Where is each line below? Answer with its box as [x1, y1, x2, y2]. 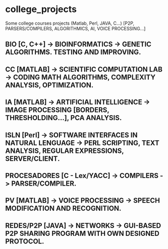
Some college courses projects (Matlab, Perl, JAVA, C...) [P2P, [5, 20, 135, 26]
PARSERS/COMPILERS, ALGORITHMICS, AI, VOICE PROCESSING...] [5, 25, 146, 31]
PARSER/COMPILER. [11, 179, 77, 188]
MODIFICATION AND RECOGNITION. [5, 204, 122, 213]
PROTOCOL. [5, 237, 44, 245]
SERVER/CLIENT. [5, 154, 60, 163]
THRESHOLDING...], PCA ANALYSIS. [5, 114, 122, 122]
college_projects [5, 4, 77, 15]
